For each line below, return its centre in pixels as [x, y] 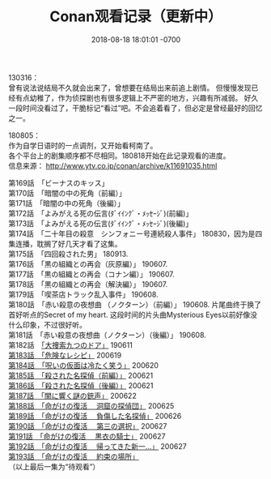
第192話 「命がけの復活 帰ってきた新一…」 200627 [98, 446]
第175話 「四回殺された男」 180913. [68, 254]
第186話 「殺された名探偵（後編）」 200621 [81, 385]
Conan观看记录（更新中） [136, 17]
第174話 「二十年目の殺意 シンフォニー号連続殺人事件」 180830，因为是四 [135, 233]
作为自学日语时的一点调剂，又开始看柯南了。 [83, 145]
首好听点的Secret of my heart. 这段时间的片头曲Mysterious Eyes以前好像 [129, 314]
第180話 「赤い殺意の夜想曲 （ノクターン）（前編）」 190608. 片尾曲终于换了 [135, 304]
